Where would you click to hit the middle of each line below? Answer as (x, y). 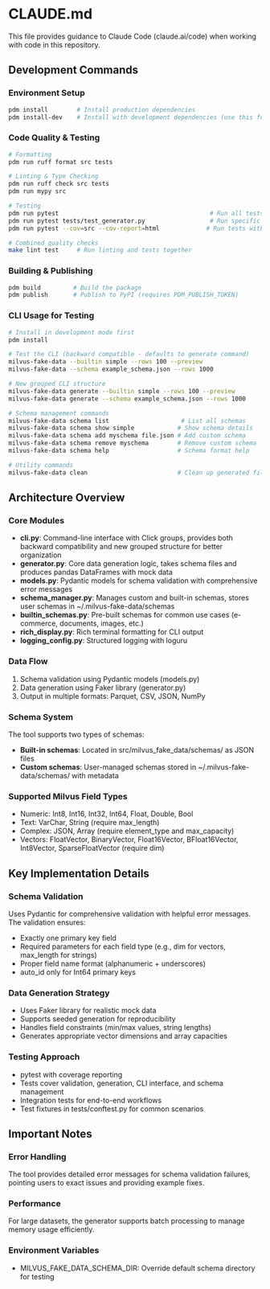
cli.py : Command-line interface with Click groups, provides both (126, 538)
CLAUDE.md (51, 14)
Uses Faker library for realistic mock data (88, 1011)
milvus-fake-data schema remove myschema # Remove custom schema (133, 443)
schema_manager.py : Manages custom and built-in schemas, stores (134, 598)
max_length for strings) (59, 954)
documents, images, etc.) (102, 623)
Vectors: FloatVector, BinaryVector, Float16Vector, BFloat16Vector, (129, 839)
